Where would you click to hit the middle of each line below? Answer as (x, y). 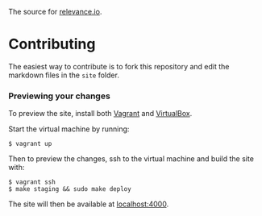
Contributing (52, 44)
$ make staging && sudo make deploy (70, 189)
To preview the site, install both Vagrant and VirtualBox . (100, 114)
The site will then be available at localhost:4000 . (89, 204)
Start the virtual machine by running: (69, 129)
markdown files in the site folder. (64, 75)
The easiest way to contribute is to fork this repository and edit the (119, 66)
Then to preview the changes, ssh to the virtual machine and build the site (131, 159)
